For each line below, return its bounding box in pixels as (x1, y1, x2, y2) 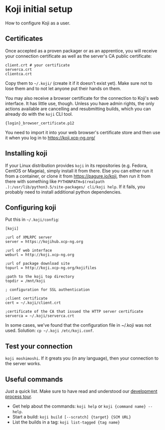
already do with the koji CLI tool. (5, 111, 73, 117)
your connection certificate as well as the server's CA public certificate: (5, 53, 152, 59)
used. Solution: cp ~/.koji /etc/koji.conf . (5, 328, 94, 334)
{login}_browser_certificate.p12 (5, 121, 75, 126)
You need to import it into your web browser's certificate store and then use (5, 129, 161, 135)
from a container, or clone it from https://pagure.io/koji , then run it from (5, 173, 151, 179)
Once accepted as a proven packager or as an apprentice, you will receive (5, 47, 158, 53)
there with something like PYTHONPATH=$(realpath (5, 178, 105, 184)
